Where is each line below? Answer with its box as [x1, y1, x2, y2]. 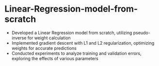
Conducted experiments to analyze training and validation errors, [11, 50, 142, 56]
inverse [11, 35, 27, 41]
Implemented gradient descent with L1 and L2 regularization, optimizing [11, 40, 155, 46]
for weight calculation [27, 35, 71, 41]
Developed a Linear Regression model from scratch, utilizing [11, 30, 132, 35]
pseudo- [133, 30, 151, 35]
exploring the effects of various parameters [11, 55, 99, 61]
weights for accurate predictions [11, 45, 77, 51]
